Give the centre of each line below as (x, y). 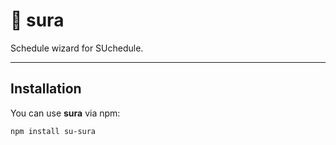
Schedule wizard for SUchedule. (77, 48)
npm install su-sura (53, 131)
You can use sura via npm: (65, 113)
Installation (46, 89)
